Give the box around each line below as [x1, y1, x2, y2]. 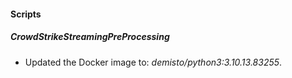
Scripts [10, 8, 42, 20]
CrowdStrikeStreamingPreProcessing [10, 31, 170, 43]
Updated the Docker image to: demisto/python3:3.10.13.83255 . [24, 56, 283, 68]
